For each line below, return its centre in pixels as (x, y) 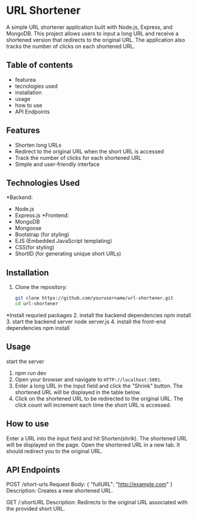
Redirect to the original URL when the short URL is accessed (89, 151)
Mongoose (28, 228)
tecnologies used (36, 86)
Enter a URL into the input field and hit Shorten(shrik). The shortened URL (97, 438)
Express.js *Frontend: (42, 215)
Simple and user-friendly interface (57, 164)
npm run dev (31, 373)
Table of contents (40, 65)
